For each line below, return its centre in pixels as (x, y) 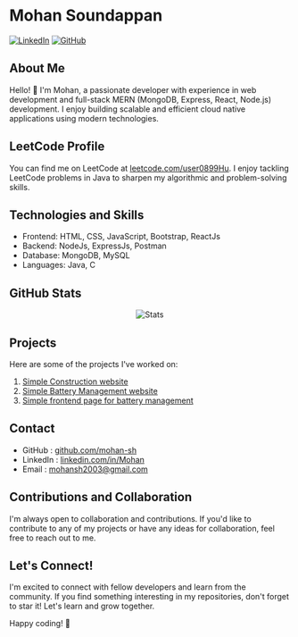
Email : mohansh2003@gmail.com (85, 469)
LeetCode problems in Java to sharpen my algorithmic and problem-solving (148, 177)
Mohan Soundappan (86, 16)
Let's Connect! (51, 566)
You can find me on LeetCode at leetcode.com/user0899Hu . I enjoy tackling (149, 168)
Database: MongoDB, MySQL (76, 256)
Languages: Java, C (59, 265)
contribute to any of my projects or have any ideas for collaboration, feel (142, 528)
